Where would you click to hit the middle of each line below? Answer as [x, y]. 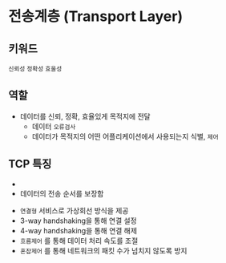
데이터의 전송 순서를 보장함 [62, 193]
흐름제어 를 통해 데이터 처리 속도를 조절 [79, 241]
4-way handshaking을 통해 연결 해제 [79, 230]
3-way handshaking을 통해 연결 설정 [79, 221]
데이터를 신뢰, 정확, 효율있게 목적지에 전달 [85, 116]
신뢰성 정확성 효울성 [35, 69]
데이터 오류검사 [54, 126]
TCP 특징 [30, 164]
